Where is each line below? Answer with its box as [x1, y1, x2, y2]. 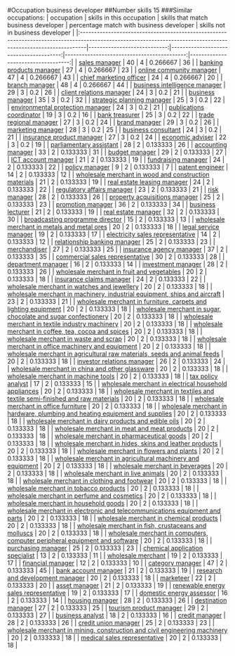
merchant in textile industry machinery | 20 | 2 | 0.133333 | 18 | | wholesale [7, 320, 223, 328]
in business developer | [7, 28, 75, 37]
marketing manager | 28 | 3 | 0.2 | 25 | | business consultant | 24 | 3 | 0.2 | [7, 126, 222, 134]
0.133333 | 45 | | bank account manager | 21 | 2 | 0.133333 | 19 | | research [7, 566, 222, 574]
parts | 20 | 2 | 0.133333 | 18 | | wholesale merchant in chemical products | [7, 514, 222, 522]
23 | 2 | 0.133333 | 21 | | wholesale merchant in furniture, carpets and [7, 297, 207, 305]
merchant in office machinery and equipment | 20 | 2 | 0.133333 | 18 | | [7, 342, 211, 350]
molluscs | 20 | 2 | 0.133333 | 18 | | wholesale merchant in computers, [7, 529, 208, 537]
